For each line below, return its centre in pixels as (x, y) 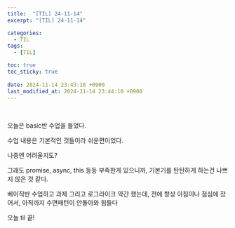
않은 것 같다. (32, 179)
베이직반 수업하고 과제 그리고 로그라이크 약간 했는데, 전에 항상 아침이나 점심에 (113, 194)
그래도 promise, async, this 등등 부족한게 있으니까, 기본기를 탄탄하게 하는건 (111, 170)
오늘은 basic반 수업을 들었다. (47, 126)
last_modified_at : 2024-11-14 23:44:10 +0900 (75, 91)
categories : (25, 33)
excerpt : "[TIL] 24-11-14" (47, 20)
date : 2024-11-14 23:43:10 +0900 (56, 85)
